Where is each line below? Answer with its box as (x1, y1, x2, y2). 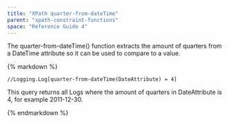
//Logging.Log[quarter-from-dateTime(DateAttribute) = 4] (7, 76, 177, 83)
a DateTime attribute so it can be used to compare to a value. (7, 49, 181, 57)
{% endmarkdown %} (7, 108, 69, 117)
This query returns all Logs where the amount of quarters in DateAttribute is (7, 88, 223, 97)
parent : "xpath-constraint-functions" (7, 17, 119, 23)
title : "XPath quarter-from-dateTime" (7, 10, 119, 17)
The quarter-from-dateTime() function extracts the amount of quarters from (7, 42, 222, 50)
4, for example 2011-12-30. (7, 95, 83, 104)
